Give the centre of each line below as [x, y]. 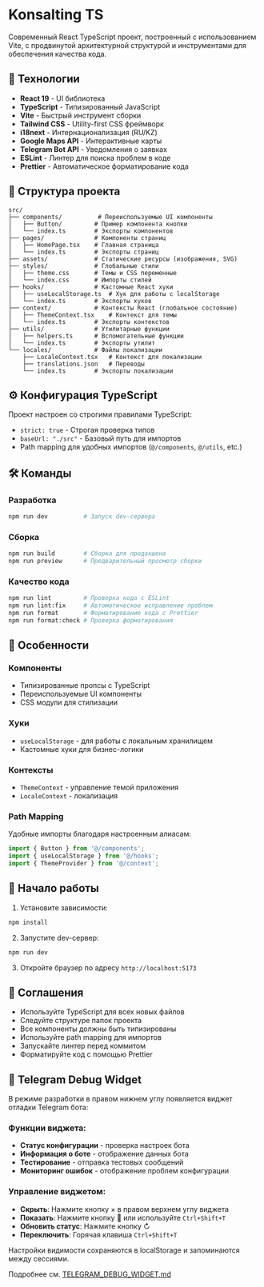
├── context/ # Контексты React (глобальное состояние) [123, 308]
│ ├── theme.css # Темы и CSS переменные [93, 273]
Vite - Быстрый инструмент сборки [80, 115]
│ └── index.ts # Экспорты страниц [84, 252]
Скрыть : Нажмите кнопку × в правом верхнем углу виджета [124, 1209]
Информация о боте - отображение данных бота [104, 1154]
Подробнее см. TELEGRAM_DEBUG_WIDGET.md [90, 1274]
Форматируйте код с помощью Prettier [86, 1054]
